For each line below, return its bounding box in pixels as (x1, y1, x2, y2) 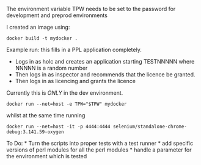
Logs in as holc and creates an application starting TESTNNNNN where (15, 58, 195, 65)
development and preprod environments (6, 12, 108, 19)
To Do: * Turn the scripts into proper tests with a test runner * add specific (6, 140, 194, 147)
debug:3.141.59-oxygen (6, 129, 64, 135)
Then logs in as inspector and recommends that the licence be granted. (15, 71, 196, 78)
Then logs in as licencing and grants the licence (15, 78, 136, 84)
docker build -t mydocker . (6, 35, 78, 42)
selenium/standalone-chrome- (112, 123, 188, 130)
